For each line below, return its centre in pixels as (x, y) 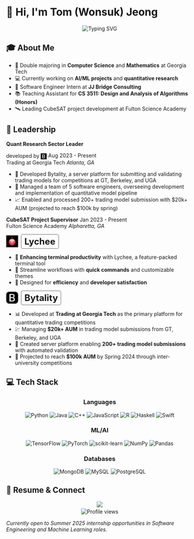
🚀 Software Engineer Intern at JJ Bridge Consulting (78, 87)
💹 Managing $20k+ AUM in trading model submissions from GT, (94, 329)
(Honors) (26, 102)
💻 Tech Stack (32, 382)
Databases (100, 458)
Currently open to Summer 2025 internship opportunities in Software (90, 523)
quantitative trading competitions (55, 322)
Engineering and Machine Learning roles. (57, 529)
